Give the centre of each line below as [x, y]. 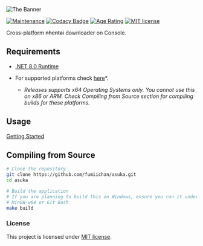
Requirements [33, 52]
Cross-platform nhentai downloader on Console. [66, 33]
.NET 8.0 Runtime [37, 66]
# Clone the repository [36, 169]
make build [20, 208]
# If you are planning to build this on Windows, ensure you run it [94, 196]
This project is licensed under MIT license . [59, 236]
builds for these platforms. [57, 102]
